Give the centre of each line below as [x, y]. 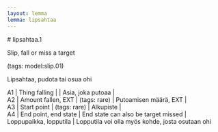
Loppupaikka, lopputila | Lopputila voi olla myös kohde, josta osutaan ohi [109, 121]
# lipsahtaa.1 [25, 39]
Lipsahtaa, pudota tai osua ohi [50, 79]
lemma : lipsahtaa [32, 20]
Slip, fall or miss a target [41, 53]
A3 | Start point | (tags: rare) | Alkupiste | [64, 107]
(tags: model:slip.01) [36, 66]
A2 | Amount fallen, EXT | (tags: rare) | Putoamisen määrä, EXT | [97, 99]
